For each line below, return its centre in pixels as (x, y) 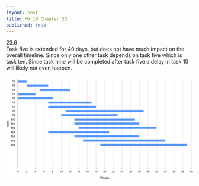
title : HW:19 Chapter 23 (37, 19)
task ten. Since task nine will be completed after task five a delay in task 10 (97, 62)
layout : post (22, 12)
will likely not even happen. (39, 68)
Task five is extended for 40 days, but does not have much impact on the (95, 49)
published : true (26, 25)
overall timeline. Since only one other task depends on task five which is (94, 55)
